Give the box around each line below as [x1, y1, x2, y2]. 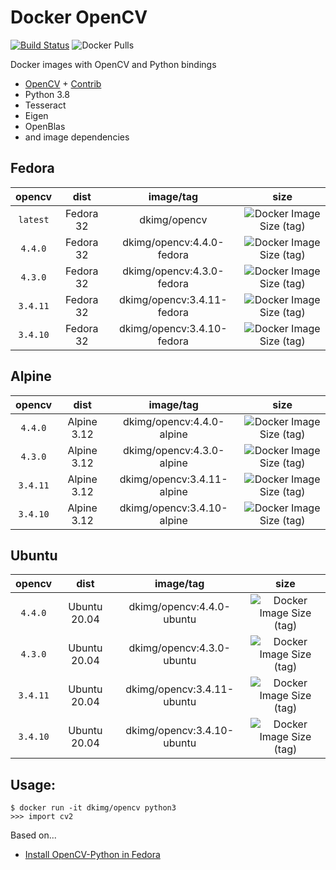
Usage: [10, 776, 57, 793]
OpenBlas [24, 120, 66, 132]
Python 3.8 [24, 88, 70, 100]
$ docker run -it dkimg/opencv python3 [10, 803, 177, 813]
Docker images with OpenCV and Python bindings [10, 58, 217, 70]
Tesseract [24, 99, 67, 111]
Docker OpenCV [10, 6, 148, 29]
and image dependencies [24, 131, 130, 143]
